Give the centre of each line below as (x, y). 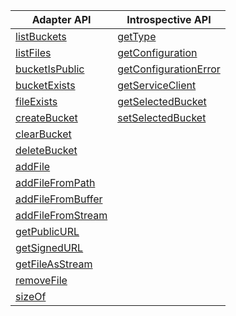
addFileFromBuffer (59, 199)
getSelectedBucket (162, 101)
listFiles (33, 52)
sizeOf (31, 296)
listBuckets (41, 36)
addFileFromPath (55, 182)
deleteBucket (46, 150)
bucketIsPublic (50, 69)
